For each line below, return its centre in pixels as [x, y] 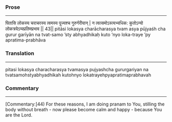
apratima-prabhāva [26, 40]
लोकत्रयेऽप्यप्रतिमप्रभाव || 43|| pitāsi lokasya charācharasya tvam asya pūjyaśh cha [85, 29]
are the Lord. [19, 115]
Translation [20, 53]
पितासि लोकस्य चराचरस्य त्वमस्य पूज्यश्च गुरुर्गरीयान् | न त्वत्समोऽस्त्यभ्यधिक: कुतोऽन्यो [74, 23]
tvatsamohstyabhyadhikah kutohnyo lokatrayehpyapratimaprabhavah [78, 75]
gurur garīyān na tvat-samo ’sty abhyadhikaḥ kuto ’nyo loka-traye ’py [78, 35]
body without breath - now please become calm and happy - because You [84, 109]
